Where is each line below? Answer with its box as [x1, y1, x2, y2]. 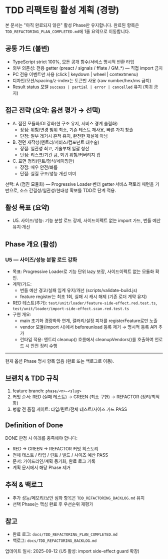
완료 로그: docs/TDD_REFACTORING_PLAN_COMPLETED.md [12, 531, 118, 537]
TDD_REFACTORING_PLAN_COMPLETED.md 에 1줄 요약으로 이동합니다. [5, 28, 130, 34]
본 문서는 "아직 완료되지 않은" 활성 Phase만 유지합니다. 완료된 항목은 [5, 22, 139, 28]
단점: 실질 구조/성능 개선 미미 [19, 170, 76, 176]
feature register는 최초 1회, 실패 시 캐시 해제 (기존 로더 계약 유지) [19, 294, 147, 300]
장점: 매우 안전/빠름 [19, 164, 58, 170]
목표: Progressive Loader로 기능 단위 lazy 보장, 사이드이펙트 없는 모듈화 [12, 268, 154, 274]
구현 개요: [12, 312, 31, 318]
